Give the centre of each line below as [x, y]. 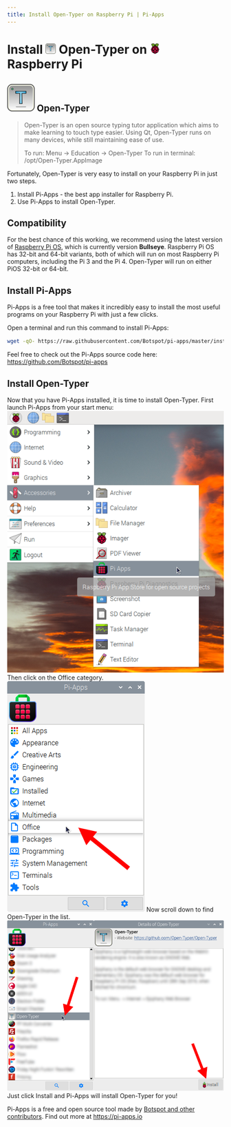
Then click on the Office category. [56, 677]
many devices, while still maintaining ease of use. [94, 139]
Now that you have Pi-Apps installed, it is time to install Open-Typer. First [110, 400]
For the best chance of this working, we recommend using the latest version [115, 240]
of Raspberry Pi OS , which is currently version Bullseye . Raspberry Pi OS [111, 247]
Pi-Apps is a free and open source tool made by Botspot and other [101, 1109]
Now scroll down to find [180, 909]
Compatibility [37, 223]
